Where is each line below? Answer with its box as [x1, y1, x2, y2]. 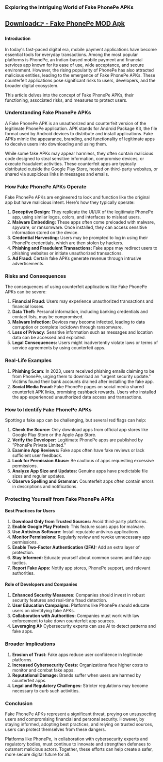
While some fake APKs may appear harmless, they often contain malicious [5, 150, 154, 156]
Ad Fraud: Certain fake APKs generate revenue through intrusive [12, 255, 142, 261]
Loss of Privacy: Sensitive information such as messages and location [12, 329, 153, 335]
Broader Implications [5, 640, 56, 647]
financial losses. [12, 304, 45, 309]
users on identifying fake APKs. [12, 608, 75, 614]
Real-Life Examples [5, 357, 52, 364]
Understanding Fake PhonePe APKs [5, 109, 91, 116]
